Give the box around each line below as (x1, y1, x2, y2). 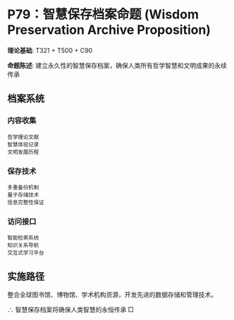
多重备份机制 (7, 184, 39, 191)
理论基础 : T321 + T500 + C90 (7, 46, 93, 54)
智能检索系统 (7, 235, 39, 242)
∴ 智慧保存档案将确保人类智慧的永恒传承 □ (7, 305, 134, 314)
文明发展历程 (7, 148, 39, 155)
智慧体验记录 (7, 141, 39, 148)
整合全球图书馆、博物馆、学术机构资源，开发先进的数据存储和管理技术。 (7, 290, 217, 299)
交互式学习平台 (7, 249, 44, 256)
